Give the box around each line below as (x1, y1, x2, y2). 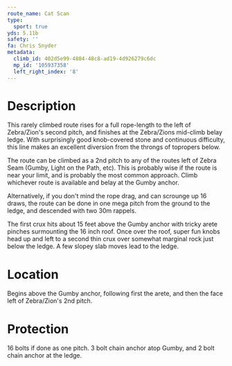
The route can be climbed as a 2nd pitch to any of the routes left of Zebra (7, 157, 217, 165)
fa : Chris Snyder (7, 42, 57, 49)
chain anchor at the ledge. (7, 351, 82, 360)
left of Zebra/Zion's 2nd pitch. (7, 297, 93, 305)
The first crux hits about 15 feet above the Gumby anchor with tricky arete (7, 220, 218, 229)
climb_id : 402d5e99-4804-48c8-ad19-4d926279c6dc (13, 55, 157, 62)
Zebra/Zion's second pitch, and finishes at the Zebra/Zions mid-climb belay (7, 128, 223, 137)
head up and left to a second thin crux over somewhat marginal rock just (7, 235, 214, 243)
